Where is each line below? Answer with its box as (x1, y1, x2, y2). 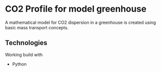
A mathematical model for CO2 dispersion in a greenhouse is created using (5, 19, 156, 25)
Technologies (5, 39, 48, 47)
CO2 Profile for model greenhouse (5, 3, 147, 15)
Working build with (5, 52, 43, 57)
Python (12, 61, 27, 67)
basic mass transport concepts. (5, 24, 69, 30)
